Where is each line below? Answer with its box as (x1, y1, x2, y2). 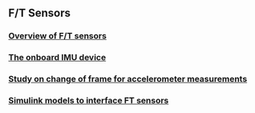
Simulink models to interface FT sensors (8, 95, 169, 107)
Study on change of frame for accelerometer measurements (8, 74, 248, 85)
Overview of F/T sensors (8, 30, 107, 42)
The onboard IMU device (8, 52, 107, 63)
